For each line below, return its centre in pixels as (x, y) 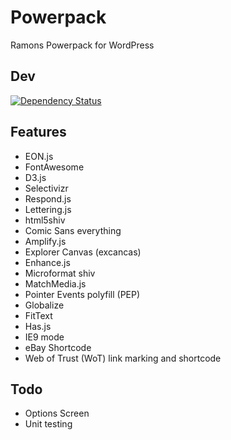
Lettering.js (48, 209)
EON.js (39, 156)
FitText (38, 315)
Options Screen (57, 413)
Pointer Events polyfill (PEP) (82, 294)
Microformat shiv (60, 273)
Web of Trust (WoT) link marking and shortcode (123, 358)
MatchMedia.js (55, 283)
